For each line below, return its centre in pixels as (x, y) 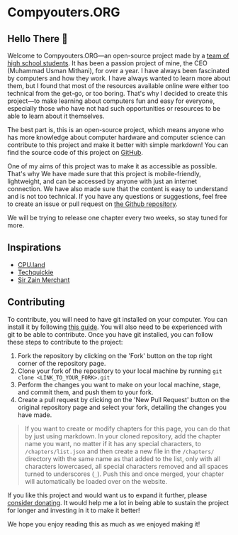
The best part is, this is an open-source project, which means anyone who (116, 130)
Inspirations (34, 248)
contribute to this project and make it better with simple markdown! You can (118, 145)
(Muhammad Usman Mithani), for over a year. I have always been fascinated (118, 71)
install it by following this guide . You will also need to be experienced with (115, 327)
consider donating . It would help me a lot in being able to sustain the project (118, 502)
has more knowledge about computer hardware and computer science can (117, 137)
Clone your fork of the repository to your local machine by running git (120, 371)
